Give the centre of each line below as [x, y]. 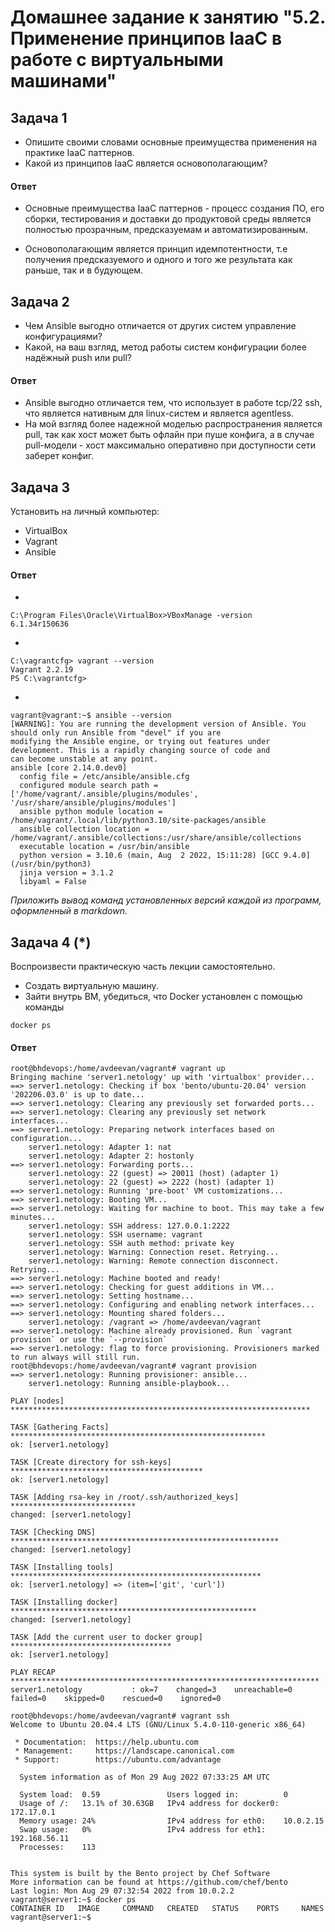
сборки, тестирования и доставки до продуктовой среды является [168, 219]
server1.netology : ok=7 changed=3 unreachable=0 [151, 1690]
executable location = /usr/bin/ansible [104, 847]
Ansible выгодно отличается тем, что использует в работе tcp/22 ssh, [173, 403]
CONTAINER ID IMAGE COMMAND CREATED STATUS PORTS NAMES [167, 1909]
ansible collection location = [84, 829]
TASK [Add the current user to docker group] [106, 1637]
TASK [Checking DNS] [53, 1532]
